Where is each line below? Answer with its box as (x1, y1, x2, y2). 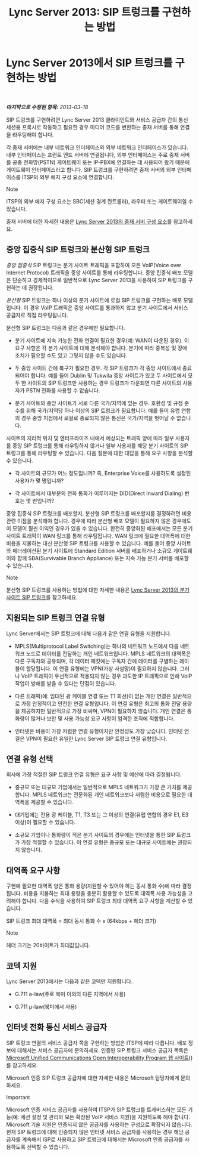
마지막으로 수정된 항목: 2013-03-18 (6, 103, 89, 110)
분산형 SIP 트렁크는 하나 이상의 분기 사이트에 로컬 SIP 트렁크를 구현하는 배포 (6, 296, 182, 304)
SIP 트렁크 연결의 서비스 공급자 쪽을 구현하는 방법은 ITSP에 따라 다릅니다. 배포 (6, 1039, 187, 1046)
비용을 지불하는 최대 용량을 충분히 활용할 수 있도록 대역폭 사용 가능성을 (23, 890, 187, 897)
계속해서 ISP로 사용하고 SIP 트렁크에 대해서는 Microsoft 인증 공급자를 (21, 1136, 184, 1143)
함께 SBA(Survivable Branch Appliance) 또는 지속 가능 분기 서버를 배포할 (17, 554, 189, 561)
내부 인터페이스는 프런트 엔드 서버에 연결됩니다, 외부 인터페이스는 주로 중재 (6, 151, 179, 158)
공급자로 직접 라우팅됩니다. (6, 311, 68, 319)
